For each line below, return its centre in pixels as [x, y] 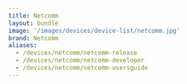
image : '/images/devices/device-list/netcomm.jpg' [94, 30]
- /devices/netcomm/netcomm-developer [80, 61]
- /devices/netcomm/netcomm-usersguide [82, 68]
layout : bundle [34, 23]
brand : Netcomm [34, 38]
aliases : [23, 46]
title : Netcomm [34, 16]
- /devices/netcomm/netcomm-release [76, 53]
